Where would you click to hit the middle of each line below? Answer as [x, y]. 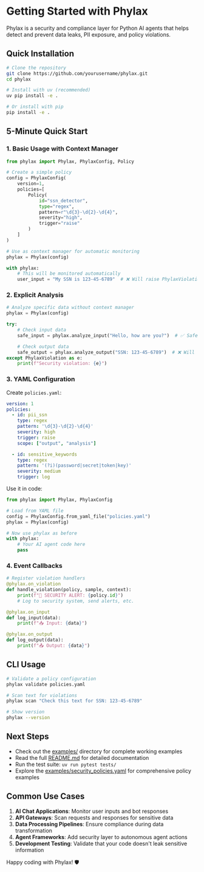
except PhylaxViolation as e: [45, 358]
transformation [34, 831]
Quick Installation [40, 54]
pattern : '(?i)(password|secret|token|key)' [74, 466]
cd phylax [19, 79]
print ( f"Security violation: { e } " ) [62, 364]
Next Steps [28, 736]
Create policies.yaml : [34, 392]
